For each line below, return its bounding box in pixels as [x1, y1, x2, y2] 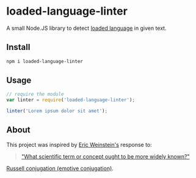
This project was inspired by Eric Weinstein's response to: [6, 141, 153, 148]
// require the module [6, 91, 64, 98]
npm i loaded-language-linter [6, 58, 84, 65]
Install [6, 42, 31, 52]
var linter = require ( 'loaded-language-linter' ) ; [6, 97, 136, 103]
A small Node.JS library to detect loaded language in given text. [6, 24, 167, 32]
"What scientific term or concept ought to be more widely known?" [21, 152, 190, 160]
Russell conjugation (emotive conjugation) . [6, 165, 114, 172]
